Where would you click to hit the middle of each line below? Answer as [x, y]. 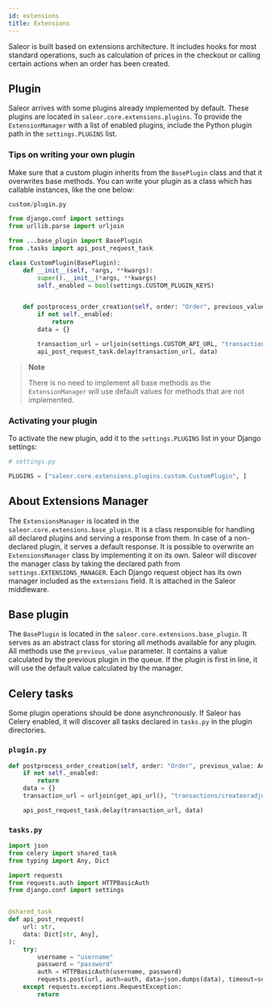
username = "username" [75, 957]
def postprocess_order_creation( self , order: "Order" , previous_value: [131, 766]
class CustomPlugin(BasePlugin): [65, 263]
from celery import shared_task [63, 853]
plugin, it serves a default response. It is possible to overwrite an [146, 546]
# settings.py [32, 462]
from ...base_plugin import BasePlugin [75, 241]
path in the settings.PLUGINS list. [63, 134]
